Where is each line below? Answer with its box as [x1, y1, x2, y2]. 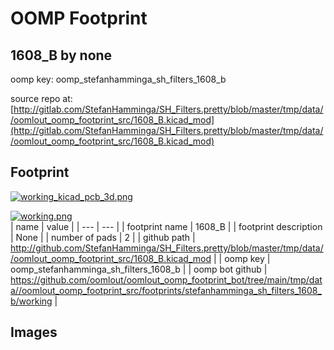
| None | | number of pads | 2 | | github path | [10, 231, 196, 243]
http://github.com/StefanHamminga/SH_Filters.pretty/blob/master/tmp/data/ [10, 242, 324, 254]
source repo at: [10, 93, 73, 104]
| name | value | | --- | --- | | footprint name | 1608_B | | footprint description [10, 220, 323, 232]
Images [10, 324, 58, 341]
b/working [10, 295, 53, 307]
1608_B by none [10, 47, 113, 64]
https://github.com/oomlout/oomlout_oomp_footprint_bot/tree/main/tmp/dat [10, 273, 323, 286]
